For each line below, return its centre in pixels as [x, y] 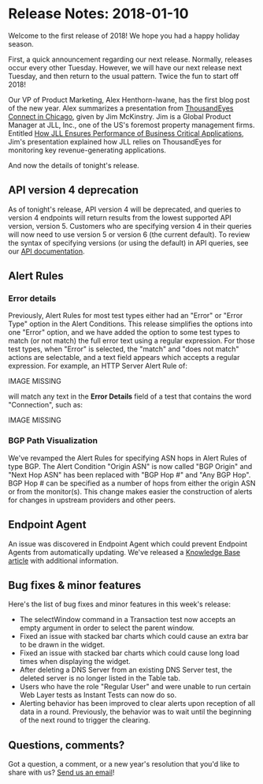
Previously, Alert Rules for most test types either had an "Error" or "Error [126, 316]
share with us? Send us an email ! [61, 773]
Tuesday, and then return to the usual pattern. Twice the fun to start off [123, 76]
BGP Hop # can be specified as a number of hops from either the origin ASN [132, 483]
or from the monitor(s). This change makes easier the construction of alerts [130, 491]
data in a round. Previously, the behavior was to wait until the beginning [135, 712]
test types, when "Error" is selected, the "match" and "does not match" [124, 349]
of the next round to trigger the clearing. [85, 720]
